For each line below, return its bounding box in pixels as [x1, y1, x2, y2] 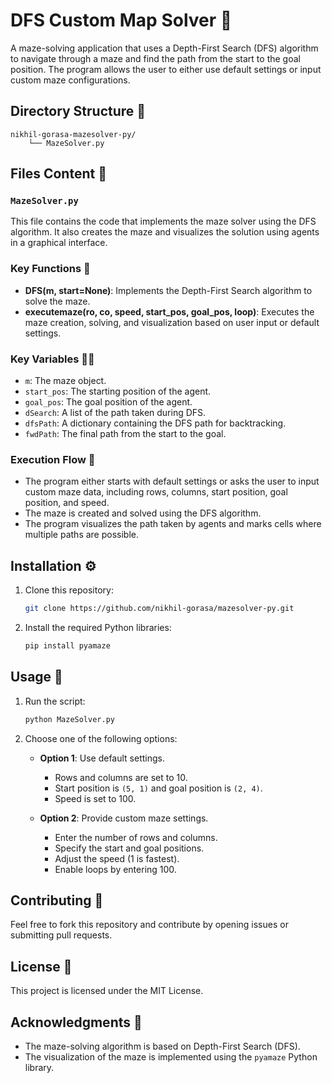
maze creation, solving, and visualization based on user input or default [24, 316, 320, 328]
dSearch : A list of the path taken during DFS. [24, 407, 207, 419]
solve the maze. [24, 295, 91, 307]
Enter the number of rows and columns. [54, 831, 218, 843]
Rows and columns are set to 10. [54, 771, 188, 783]
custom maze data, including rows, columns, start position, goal [24, 486, 288, 498]
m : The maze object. [24, 375, 107, 387]
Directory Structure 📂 [10, 103, 147, 120]
